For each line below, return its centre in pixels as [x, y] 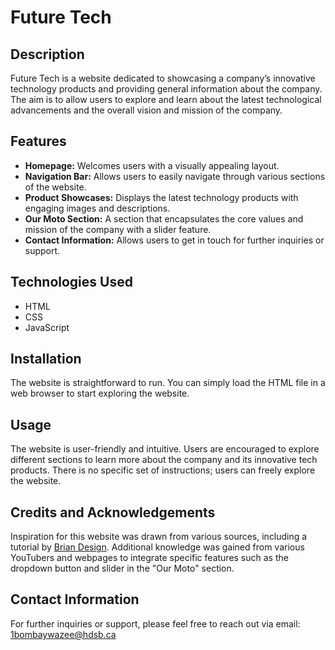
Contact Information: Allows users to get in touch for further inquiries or [174, 240]
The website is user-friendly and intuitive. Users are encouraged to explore [165, 449]
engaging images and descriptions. [97, 208]
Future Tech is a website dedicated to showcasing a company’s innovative [163, 78]
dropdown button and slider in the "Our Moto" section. [122, 568]
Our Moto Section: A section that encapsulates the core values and [164, 218]
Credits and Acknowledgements [113, 512]
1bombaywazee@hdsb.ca [63, 634]
